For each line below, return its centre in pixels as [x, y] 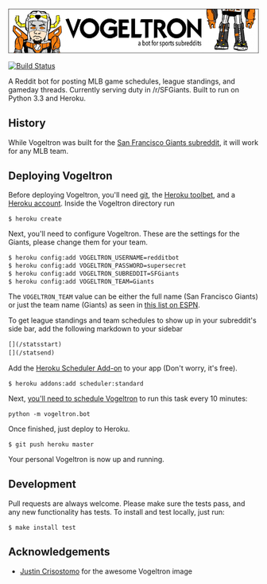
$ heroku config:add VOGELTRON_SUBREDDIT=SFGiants [94, 274]
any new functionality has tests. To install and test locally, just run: [116, 511]
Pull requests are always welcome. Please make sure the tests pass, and [127, 504]
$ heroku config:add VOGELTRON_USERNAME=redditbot [94, 258]
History [27, 123]
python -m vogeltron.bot [49, 414]
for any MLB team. [39, 151]
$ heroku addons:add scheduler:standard [76, 384]
